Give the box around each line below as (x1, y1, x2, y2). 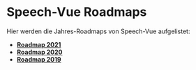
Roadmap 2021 (16, 40, 61, 49)
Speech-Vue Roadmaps (6, 4, 147, 20)
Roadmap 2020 (16, 48, 63, 56)
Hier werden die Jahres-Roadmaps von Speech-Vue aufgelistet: (6, 27, 190, 35)
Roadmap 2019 (16, 55, 61, 63)
